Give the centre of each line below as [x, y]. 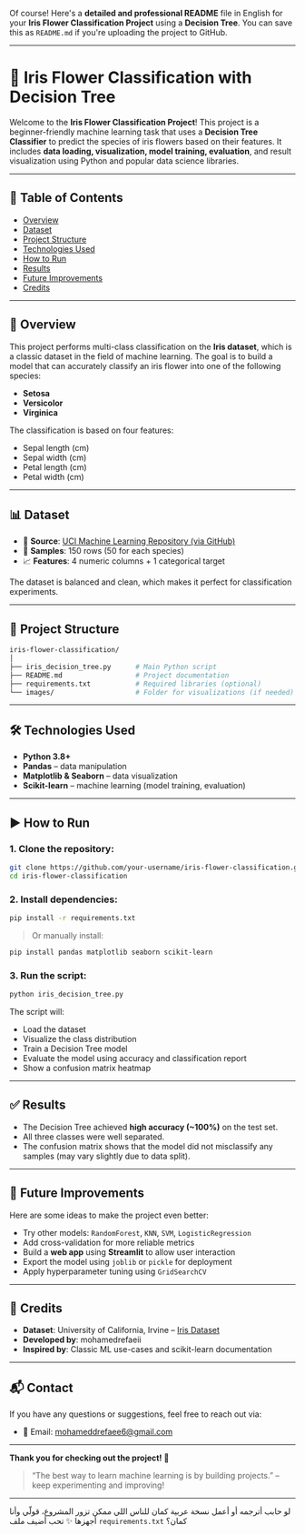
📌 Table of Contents [66, 198]
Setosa [36, 393]
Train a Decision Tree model [75, 1048]
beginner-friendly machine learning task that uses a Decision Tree [134, 132]
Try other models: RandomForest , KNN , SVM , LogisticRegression [137, 1232]
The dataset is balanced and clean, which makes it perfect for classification [151, 582]
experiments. [34, 592]
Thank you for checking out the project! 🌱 [89, 1458]
